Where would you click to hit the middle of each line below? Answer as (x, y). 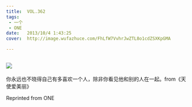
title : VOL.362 (26, 11)
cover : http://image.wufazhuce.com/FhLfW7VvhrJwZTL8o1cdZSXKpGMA (88, 39)
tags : (13, 17)
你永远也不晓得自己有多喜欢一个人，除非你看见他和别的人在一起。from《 (93, 79)
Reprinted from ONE (30, 98)
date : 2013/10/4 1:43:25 (39, 33)
